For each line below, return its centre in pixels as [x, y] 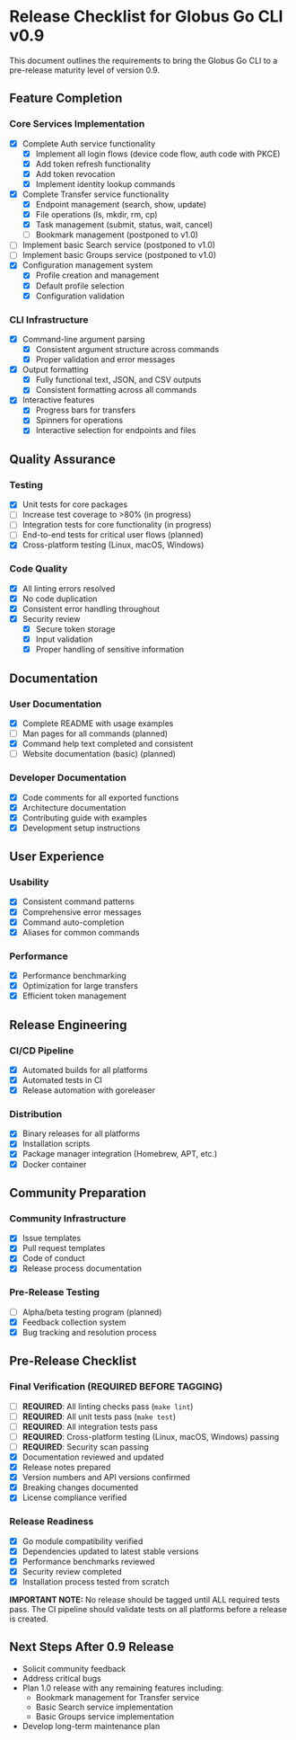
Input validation [64, 639]
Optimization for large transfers [80, 986]
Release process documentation [82, 1268]
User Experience [57, 857]
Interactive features [58, 400]
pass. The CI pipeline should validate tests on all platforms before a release [148, 1609]
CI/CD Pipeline [42, 1051]
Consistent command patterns [78, 901]
